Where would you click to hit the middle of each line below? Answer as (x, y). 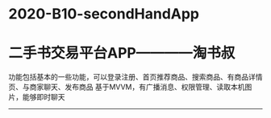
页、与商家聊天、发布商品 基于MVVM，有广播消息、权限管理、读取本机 (127, 87)
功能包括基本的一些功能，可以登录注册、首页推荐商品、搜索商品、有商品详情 (135, 77)
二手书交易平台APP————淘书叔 (122, 53)
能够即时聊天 (44, 97)
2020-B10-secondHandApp (104, 14)
